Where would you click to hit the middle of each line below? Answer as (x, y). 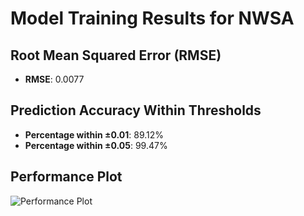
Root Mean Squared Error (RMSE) (116, 55)
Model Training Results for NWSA (152, 18)
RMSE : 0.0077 (54, 79)
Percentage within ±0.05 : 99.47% (96, 145)
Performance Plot (66, 177)
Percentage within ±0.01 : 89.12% (94, 134)
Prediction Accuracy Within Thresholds (136, 110)
